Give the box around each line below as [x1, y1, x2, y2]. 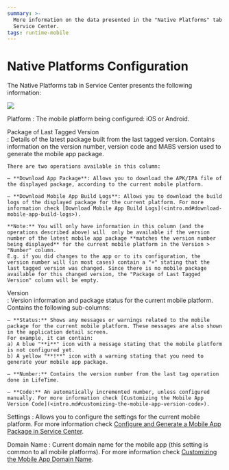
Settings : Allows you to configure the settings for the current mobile [7, 412, 200, 421]
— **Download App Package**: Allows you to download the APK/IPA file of [7, 175, 223, 182]
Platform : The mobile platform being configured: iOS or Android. [7, 114, 190, 123]
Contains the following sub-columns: [7, 304, 111, 312]
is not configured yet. [7, 347, 75, 354]
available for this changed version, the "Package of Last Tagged [7, 271, 201, 278]
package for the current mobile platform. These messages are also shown [7, 323, 223, 330]
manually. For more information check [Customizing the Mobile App [7, 395, 204, 401]
